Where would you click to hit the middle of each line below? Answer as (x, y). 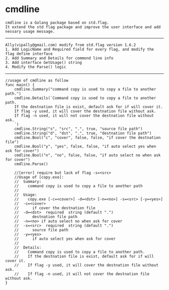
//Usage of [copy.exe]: (39, 177)
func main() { (20, 85)
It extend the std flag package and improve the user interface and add (83, 27)
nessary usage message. (30, 31)
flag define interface (29, 54)
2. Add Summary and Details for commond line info (59, 58)
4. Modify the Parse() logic (36, 67)
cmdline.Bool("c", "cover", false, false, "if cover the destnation (88, 137)
